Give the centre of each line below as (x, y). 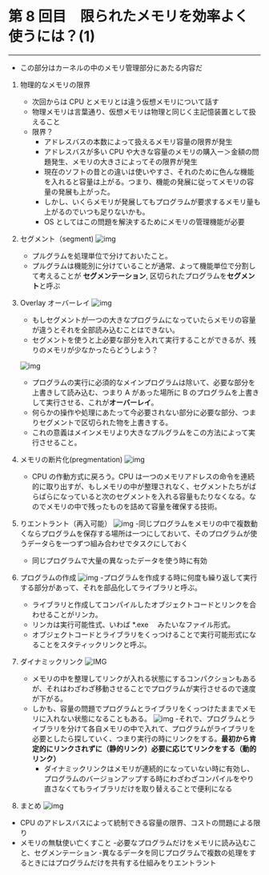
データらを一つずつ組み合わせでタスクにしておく (107, 543)
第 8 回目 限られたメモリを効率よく (128, 16)
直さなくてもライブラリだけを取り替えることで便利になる (138, 789)
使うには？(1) (52, 36)
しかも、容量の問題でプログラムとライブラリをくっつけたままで (137, 708)
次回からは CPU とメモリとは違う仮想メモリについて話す (125, 102)
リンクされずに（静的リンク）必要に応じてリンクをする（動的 (155, 749)
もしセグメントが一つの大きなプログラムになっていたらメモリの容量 (144, 319)
